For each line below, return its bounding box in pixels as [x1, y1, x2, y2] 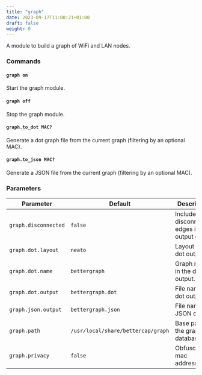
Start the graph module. [6, 84, 66, 92]
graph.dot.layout [9, 247, 59, 254]
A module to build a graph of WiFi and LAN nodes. [6, 42, 130, 49]
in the [175, 267, 191, 276]
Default [109, 200, 131, 208]
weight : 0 [6, 25, 31, 32]
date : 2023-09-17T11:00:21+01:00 [6, 14, 90, 20]
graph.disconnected [9, 222, 65, 229]
